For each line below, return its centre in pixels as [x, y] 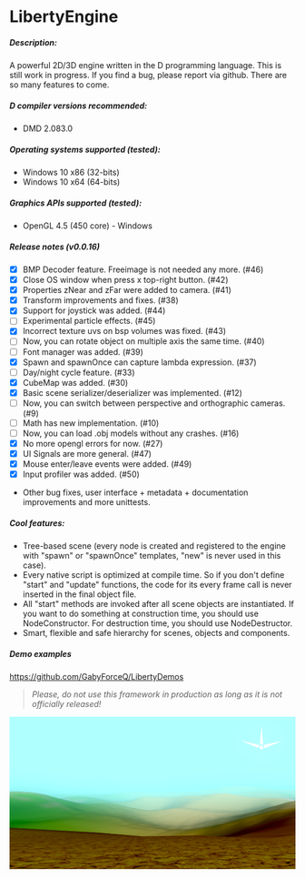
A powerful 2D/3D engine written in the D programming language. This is [146, 66]
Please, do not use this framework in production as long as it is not [157, 694]
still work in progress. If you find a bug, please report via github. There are [148, 76]
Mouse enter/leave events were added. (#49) [107, 464]
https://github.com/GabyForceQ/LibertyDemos [97, 677]
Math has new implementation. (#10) [91, 423]
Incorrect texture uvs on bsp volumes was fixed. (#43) [124, 331]
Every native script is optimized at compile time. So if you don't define [153, 575]
